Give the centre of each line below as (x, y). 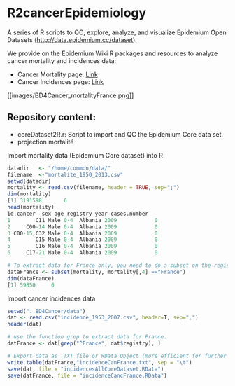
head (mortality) (31, 207)
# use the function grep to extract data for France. (87, 337)
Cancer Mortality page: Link (57, 74)
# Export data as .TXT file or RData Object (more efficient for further (117, 356)
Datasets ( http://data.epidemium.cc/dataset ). (72, 39)
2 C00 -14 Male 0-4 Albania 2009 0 (83, 227)
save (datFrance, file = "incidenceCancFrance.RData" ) (87, 375)
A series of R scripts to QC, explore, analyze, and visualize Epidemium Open (117, 32)
